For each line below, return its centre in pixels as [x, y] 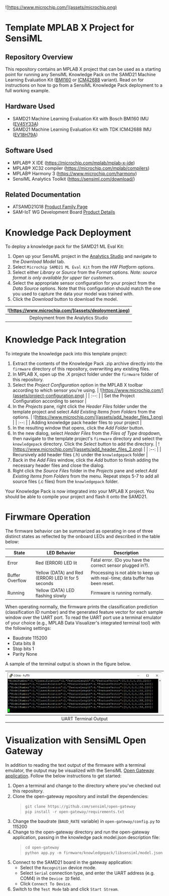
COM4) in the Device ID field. [51, 878]
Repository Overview [39, 57]
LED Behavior [61, 553]
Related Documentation [43, 195]
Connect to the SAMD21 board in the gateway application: [72, 862]
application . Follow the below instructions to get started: [63, 776]
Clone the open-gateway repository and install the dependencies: [80, 796]
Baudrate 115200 [30, 638]
